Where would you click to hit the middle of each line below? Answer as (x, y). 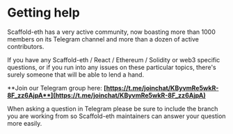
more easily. (25, 123)
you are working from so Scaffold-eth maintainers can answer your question (116, 116)
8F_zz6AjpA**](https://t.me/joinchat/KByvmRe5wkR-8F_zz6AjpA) (107, 95)
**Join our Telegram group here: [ (57, 88)
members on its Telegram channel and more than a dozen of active (103, 39)
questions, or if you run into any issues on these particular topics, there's (112, 67)
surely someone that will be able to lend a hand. (76, 75)
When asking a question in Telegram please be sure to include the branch (113, 108)
